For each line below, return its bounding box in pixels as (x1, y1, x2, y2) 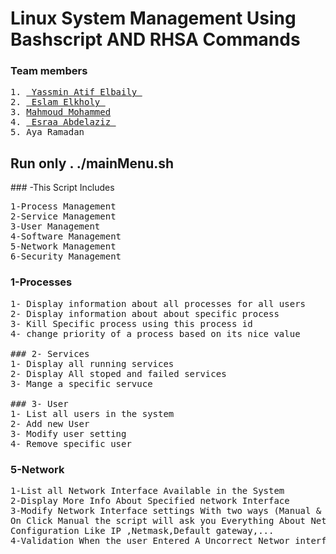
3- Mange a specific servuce (10, 378, 153, 389)
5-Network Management (10, 241, 117, 252)
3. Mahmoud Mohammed (10, 107, 112, 118)
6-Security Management (10, 251, 122, 262)
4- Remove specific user (10, 438, 132, 449)
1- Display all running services (10, 358, 175, 369)
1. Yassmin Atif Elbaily (10, 87, 138, 98)
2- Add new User (10, 418, 90, 429)
